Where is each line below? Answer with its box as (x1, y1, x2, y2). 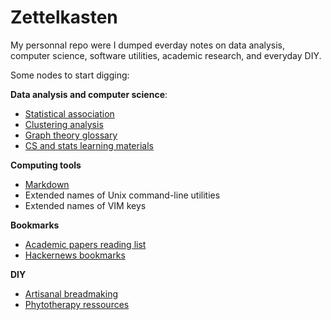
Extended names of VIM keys (24, 199, 147, 211)
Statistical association (24, 107, 115, 120)
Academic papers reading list (24, 238, 147, 250)
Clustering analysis (24, 118, 104, 130)
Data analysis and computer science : (10, 88, 168, 100)
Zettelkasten (10, 6, 118, 29)
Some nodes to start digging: (10, 69, 130, 81)
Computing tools (10, 159, 82, 171)
